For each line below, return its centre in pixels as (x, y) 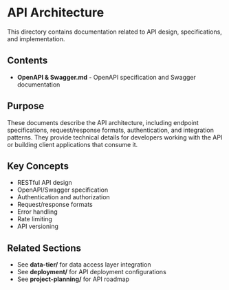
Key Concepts (38, 166)
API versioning (37, 226)
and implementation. (36, 38)
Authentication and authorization (63, 197)
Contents (28, 61)
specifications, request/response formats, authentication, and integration (111, 130)
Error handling (37, 212)
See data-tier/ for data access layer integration (84, 265)
